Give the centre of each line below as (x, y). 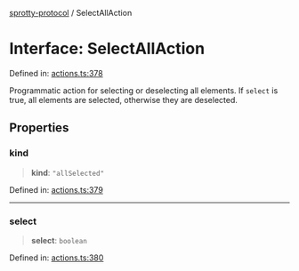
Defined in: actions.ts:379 (57, 189)
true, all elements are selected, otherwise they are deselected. (124, 100)
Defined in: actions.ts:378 (57, 73)
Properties (39, 128)
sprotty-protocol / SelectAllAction (71, 13)
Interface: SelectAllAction (107, 49)
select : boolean (59, 240)
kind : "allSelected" (68, 172)
